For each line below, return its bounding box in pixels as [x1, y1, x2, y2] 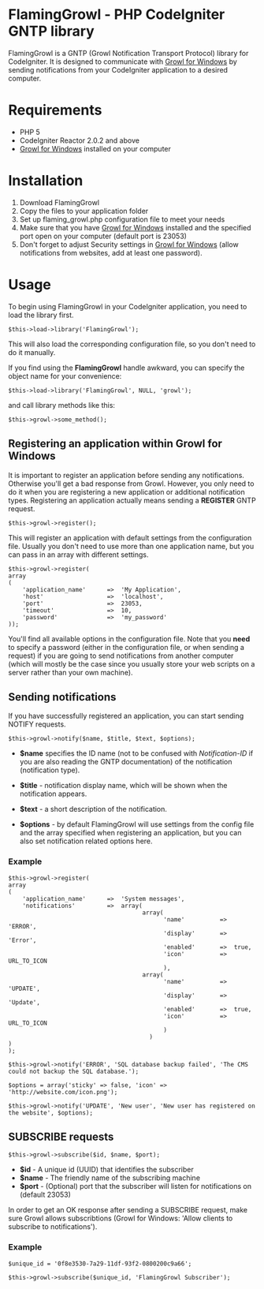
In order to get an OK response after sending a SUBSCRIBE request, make [8, 1205, 248, 1215]
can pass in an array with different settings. [8, 550, 149, 559]
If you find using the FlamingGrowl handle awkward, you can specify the [8, 363, 245, 372]
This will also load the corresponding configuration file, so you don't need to [8, 339, 256, 349]
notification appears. [19, 789, 87, 798]
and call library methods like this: [8, 400, 116, 409]
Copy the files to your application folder [19, 206, 149, 215]
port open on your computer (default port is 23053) [19, 231, 188, 241]
